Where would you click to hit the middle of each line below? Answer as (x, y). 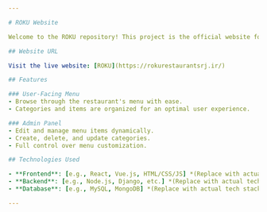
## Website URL (33, 51)
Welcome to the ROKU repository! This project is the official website (129, 37)
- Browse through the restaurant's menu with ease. (95, 102)
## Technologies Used (44, 160)
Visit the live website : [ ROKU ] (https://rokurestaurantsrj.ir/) (117, 66)
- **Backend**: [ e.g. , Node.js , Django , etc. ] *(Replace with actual (126, 182)
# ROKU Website (33, 22)
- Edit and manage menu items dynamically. (81, 131)
